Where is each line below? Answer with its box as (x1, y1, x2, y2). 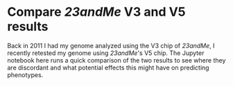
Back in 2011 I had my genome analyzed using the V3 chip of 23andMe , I (7, 41, 215, 50)
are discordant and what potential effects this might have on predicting (7, 63, 209, 72)
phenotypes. (7, 70, 44, 79)
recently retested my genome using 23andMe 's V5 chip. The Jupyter (7, 49, 205, 57)
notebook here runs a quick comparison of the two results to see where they (7, 56, 226, 64)
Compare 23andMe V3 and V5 (7, 4, 186, 20)
